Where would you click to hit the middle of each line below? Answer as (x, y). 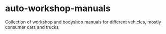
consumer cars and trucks (32, 27)
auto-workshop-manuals (58, 8)
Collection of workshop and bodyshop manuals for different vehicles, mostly (83, 22)
